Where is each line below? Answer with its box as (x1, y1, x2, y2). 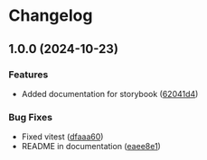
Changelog (8, 5, 93, 26)
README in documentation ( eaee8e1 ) (21, 141, 162, 152)
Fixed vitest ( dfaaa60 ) (21, 131, 104, 142)
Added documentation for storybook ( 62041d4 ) (21, 88, 199, 99)
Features (8, 68, 49, 81)
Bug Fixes (8, 111, 53, 123)
